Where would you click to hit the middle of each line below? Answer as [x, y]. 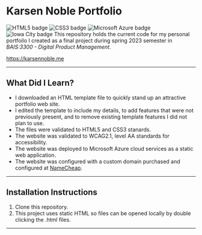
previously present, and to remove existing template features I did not [101, 117]
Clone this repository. [41, 207]
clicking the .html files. [43, 219]
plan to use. [29, 123]
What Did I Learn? [40, 83]
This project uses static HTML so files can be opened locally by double [103, 213]
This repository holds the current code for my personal [122, 34]
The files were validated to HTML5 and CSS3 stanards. [83, 129]
